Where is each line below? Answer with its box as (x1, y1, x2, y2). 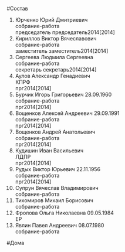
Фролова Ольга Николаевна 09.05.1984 (15, 209, 114, 216)
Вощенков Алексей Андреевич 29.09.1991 (15, 110, 120, 117)
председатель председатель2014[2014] (15, 29, 115, 36)
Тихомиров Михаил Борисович (15, 197, 93, 204)
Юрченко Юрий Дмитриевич (15, 16, 88, 23)
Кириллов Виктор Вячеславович (15, 35, 97, 42)
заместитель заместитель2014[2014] (15, 47, 109, 55)
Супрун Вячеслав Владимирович (15, 185, 99, 191)
